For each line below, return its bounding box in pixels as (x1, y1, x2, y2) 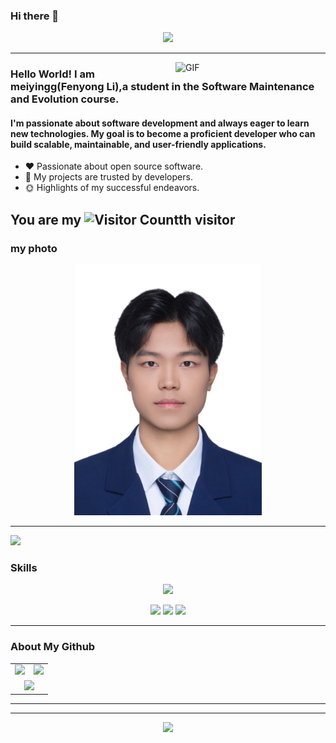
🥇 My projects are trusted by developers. (24, 171, 193, 183)
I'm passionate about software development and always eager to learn (10, 117, 310, 129)
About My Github (10, 640, 96, 654)
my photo (10, 241, 58, 255)
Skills (10, 561, 38, 575)
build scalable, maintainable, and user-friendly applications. (10, 138, 267, 150)
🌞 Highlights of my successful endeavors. (24, 182, 200, 194)
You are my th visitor (10, 211, 236, 228)
